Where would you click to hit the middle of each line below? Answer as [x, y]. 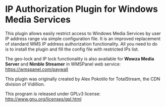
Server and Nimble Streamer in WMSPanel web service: [63, 64]
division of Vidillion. [25, 84]
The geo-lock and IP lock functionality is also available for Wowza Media [80, 58]
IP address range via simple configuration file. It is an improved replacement [83, 39]
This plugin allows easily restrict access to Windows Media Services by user [83, 33]
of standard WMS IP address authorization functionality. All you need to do [81, 44]
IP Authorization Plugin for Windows [82, 9]
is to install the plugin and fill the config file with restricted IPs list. [72, 49]
